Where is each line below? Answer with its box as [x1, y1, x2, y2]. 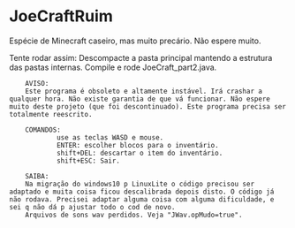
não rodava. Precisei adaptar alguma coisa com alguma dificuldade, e [9, 194, 275, 204]
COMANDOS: [25, 125, 62, 134]
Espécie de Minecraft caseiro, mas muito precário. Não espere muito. [9, 35, 261, 46]
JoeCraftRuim [9, 6, 113, 27]
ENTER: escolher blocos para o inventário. [56, 141, 219, 149]
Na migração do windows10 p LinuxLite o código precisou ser [25, 179, 254, 188]
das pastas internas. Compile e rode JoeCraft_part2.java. [9, 62, 217, 72]
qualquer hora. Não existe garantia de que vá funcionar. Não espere [9, 95, 271, 103]
